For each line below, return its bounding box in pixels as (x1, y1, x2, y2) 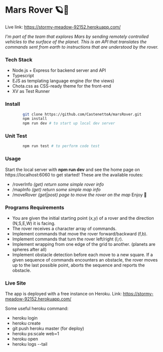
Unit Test (5, 133, 27, 140)
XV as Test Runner (12, 88, 50, 94)
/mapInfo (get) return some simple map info (12, 186, 101, 192)
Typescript (12, 73, 34, 79)
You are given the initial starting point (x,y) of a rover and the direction (12, 215, 154, 221)
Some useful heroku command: (5, 306, 69, 312)
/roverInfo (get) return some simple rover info (12, 181, 104, 187)
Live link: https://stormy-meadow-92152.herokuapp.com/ (5, 24, 121, 30)
